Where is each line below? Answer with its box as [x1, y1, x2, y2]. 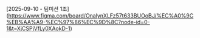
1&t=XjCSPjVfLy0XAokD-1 [6, 25, 71, 32]
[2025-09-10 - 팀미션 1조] [6, 5, 69, 12]
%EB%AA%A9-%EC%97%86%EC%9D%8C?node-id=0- [6, 19, 150, 25]
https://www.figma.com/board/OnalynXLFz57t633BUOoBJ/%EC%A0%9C [8, 12, 194, 19]
